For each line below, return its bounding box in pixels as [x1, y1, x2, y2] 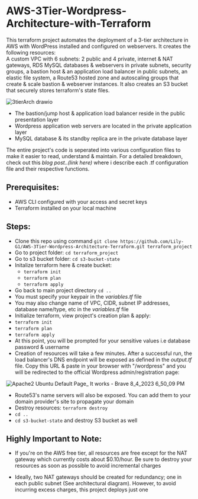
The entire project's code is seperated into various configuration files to [6, 146, 181, 153]
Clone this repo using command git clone [14, 237, 118, 244]
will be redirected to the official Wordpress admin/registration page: [14, 369, 180, 376]
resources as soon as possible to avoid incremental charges [14, 462, 161, 469]
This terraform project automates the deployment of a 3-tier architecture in [6, 36, 189, 43]
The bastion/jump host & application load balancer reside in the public [14, 110, 186, 117]
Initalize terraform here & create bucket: [14, 261, 112, 268]
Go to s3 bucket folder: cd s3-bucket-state [14, 255, 120, 262]
